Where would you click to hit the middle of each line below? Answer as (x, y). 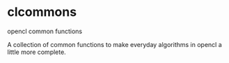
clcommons (42, 12)
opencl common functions (45, 31)
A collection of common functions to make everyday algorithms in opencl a (115, 44)
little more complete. (37, 52)
